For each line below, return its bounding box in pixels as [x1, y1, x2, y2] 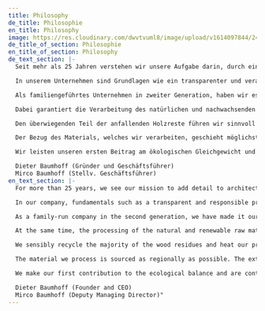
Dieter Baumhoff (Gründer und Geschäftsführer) [15, 162, 175, 170]
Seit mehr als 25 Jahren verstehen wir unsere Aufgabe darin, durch [15, 63, 245, 71]
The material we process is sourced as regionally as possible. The [15, 255, 245, 264]
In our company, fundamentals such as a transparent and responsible [15, 198, 248, 206]
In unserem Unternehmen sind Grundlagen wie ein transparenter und [15, 76, 242, 85]
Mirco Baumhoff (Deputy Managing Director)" [15, 291, 164, 299]
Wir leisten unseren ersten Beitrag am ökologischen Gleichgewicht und [15, 148, 256, 156]
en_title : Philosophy [8, 26, 80, 34]
